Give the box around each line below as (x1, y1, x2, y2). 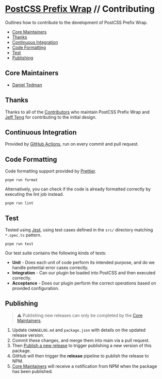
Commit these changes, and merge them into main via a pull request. (12, 337, 150, 343)
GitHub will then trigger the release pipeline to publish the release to (12, 353, 149, 359)
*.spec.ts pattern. (5, 232, 42, 238)
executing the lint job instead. (5, 191, 64, 197)
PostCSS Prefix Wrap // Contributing (5, 3, 155, 15)
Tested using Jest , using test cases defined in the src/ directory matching (5, 227, 153, 232)
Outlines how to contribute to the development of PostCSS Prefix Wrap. (5, 19, 148, 25)
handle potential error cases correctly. (12, 265, 89, 270)
